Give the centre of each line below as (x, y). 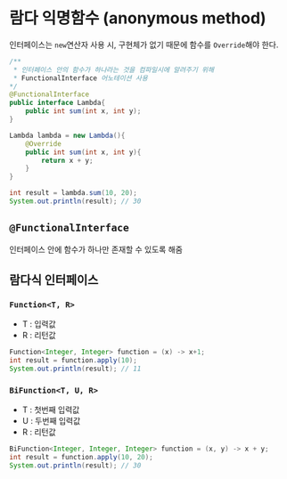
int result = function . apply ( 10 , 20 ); (81, 458)
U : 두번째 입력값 (51, 421)
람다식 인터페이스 (54, 280)
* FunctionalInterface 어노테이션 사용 (81, 78)
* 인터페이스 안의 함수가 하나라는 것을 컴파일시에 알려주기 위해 (114, 69)
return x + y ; (67, 160)
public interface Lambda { (57, 103)
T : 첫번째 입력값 (51, 410)
